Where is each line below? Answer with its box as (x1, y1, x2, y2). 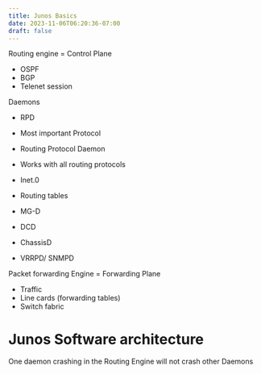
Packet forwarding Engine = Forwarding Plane (8, 269, 161, 279)
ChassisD (19, 238, 52, 247)
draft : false (8, 27, 52, 35)
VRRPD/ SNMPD (19, 253, 75, 263)
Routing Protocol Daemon (19, 144, 106, 154)
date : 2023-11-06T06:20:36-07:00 (8, 19, 121, 27)
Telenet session (19, 81, 72, 91)
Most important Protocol (19, 128, 101, 138)
